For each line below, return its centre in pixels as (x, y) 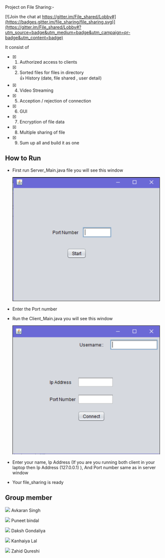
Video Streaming (36, 90)
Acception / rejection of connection (55, 101)
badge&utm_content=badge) (34, 37)
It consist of (17, 47)
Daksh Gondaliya (28, 530)
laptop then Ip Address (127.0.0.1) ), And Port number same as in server (84, 468)
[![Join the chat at (23, 17)
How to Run (23, 158)
